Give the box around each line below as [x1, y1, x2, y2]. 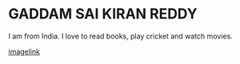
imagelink [8, 46, 40, 56]
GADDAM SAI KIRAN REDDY [8, 5, 198, 23]
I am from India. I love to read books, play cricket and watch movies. [8, 31, 234, 41]
